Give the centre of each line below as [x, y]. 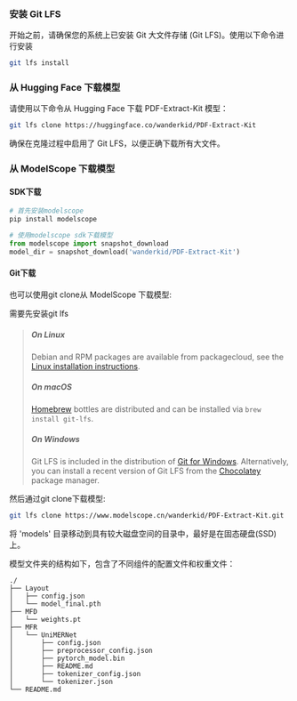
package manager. [65, 480]
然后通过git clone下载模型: [57, 498]
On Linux [48, 334]
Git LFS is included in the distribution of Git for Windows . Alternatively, [160, 461]
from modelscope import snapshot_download [89, 244]
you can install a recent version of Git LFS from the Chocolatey [146, 471]
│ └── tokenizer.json [61, 681]
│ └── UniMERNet [43, 635]
